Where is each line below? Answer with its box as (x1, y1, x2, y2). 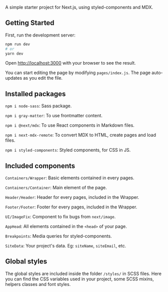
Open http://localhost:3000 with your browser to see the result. (5, 60, 136, 66)
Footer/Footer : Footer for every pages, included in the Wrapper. (5, 204, 137, 210)
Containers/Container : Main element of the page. (5, 185, 107, 191)
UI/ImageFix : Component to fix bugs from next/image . (5, 214, 116, 220)
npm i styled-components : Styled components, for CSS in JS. (5, 147, 131, 153)
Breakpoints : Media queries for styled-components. (5, 233, 112, 239)
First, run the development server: (5, 32, 76, 38)
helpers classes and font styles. (5, 281, 71, 287)
